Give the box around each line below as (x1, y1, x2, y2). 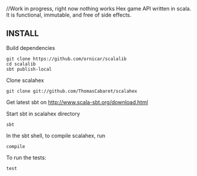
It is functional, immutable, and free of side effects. (6, 11, 132, 18)
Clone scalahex (6, 77, 44, 84)
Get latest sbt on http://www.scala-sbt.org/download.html (6, 98, 148, 106)
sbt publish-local (6, 66, 52, 72)
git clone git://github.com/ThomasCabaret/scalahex (6, 88, 137, 94)
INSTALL (6, 29, 39, 39)
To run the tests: (6, 154, 47, 161)
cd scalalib (6, 61, 36, 67)
